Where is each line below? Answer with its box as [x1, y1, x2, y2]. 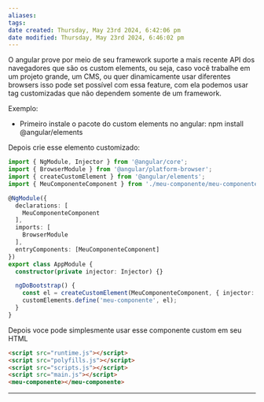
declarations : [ [15, 202, 68, 210]
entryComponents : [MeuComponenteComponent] [15, 245, 159, 253]
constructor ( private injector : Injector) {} [15, 267, 163, 276]
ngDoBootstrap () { [15, 281, 76, 290]
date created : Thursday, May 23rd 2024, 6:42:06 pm [8, 26, 181, 34]
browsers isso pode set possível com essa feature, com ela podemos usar [8, 80, 249, 90]
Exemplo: [8, 104, 38, 114]
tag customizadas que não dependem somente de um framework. [8, 88, 222, 99]
